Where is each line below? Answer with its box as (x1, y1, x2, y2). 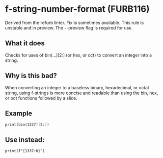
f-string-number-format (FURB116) (5, 3, 150, 15)
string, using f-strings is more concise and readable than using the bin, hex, (5, 90, 158, 96)
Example (5, 109, 32, 117)
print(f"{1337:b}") (5, 149, 45, 154)
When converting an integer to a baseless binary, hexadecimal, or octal (5, 84, 149, 90)
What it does (5, 39, 45, 48)
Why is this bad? (5, 72, 57, 80)
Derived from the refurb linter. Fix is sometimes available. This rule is (5, 20, 144, 26)
